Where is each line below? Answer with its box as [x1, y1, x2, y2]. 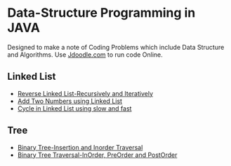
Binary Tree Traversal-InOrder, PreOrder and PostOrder [17, 151, 178, 159]
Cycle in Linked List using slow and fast [17, 104, 132, 113]
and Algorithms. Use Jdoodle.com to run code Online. [7, 50, 163, 59]
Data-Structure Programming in [7, 5, 196, 21]
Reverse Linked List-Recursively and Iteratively [17, 89, 153, 97]
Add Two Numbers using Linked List [17, 97, 123, 105]
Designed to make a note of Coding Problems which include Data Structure [7, 43, 225, 51]
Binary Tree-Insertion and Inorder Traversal [17, 143, 143, 151]
